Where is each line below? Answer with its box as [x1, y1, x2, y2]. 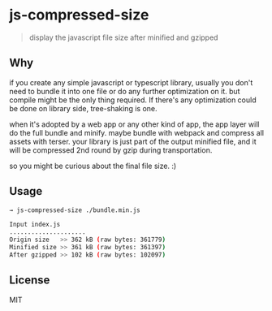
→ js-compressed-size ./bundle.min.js [9, 205, 140, 214]
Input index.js [9, 221, 61, 229]
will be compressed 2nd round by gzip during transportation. [9, 145, 213, 155]
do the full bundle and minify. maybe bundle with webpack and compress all [9, 127, 265, 137]
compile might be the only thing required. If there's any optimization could [9, 95, 257, 105]
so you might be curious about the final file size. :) [9, 161, 177, 171]
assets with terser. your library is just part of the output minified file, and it [9, 136, 257, 146]
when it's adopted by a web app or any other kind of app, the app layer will [9, 119, 260, 129]
